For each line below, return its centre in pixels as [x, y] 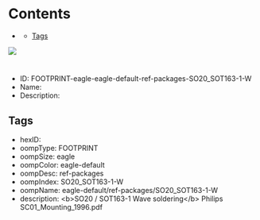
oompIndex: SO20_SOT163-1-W [72, 181]
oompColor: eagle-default [62, 164]
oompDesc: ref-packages [62, 173]
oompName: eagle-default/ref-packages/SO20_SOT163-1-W [119, 190]
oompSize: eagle [47, 156]
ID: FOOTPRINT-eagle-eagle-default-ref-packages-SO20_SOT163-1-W [136, 79]
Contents [40, 14]
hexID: [30, 139]
